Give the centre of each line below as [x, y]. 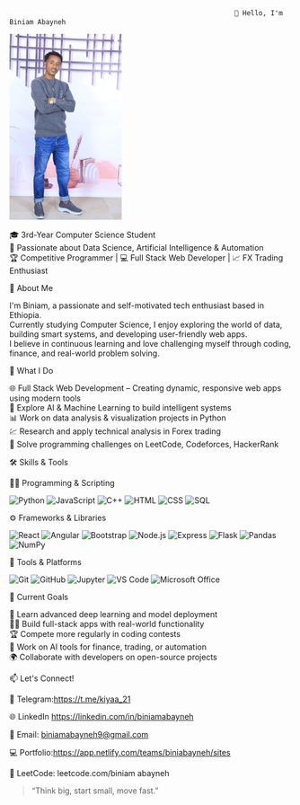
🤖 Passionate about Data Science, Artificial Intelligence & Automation [137, 247]
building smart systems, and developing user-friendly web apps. [128, 334]
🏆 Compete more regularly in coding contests [95, 633]
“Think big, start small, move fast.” [95, 791]
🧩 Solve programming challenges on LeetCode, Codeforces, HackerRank [144, 444]
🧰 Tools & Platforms [46, 562]
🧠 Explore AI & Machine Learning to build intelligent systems [120, 407]
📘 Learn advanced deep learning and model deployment [114, 614]
